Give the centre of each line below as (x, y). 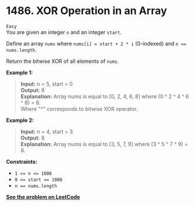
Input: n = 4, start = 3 (47, 131)
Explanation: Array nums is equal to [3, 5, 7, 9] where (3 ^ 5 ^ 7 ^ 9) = (104, 144)
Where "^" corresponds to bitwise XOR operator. (79, 109)
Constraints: (22, 161)
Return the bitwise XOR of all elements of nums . (63, 61)
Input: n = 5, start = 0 (46, 84)
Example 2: (20, 120)
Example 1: (20, 72)
